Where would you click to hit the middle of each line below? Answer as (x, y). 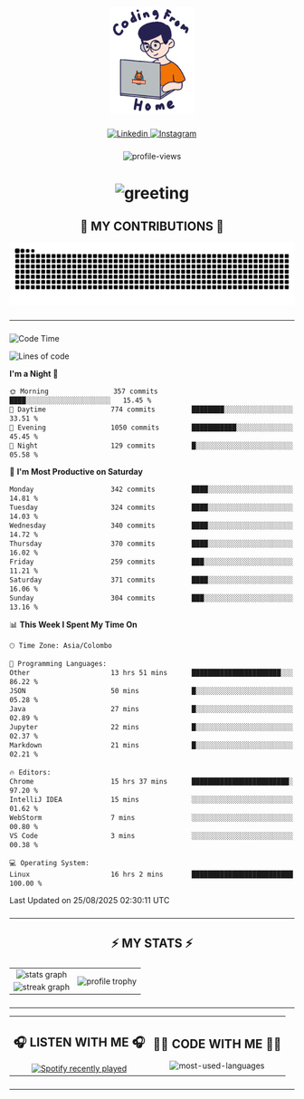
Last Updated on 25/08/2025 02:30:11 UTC (90, 900)
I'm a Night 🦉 (34, 373)
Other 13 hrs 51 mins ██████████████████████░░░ (152, 672)
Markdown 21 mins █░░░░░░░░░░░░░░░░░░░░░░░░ (152, 745)
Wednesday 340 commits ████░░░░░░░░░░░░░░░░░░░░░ (152, 525)
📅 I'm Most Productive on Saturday (76, 471)
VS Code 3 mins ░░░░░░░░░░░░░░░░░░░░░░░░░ (152, 835)
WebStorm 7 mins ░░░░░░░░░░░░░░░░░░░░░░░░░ (152, 817)
